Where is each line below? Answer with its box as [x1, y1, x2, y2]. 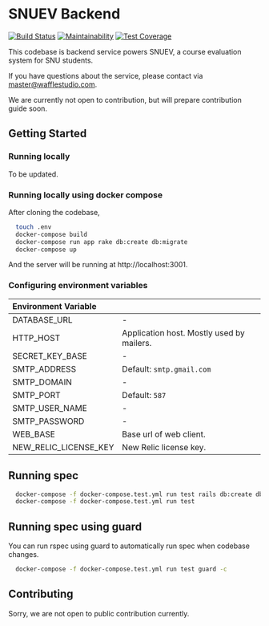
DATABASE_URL [12, 314, 73, 325]
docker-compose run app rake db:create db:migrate [15, 238, 188, 246]
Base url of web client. [122, 429, 206, 440]
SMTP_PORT [12, 389, 62, 400]
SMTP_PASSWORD [12, 415, 85, 426]
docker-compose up [15, 246, 78, 254]
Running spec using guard [8, 519, 143, 534]
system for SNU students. [8, 55, 94, 65]
